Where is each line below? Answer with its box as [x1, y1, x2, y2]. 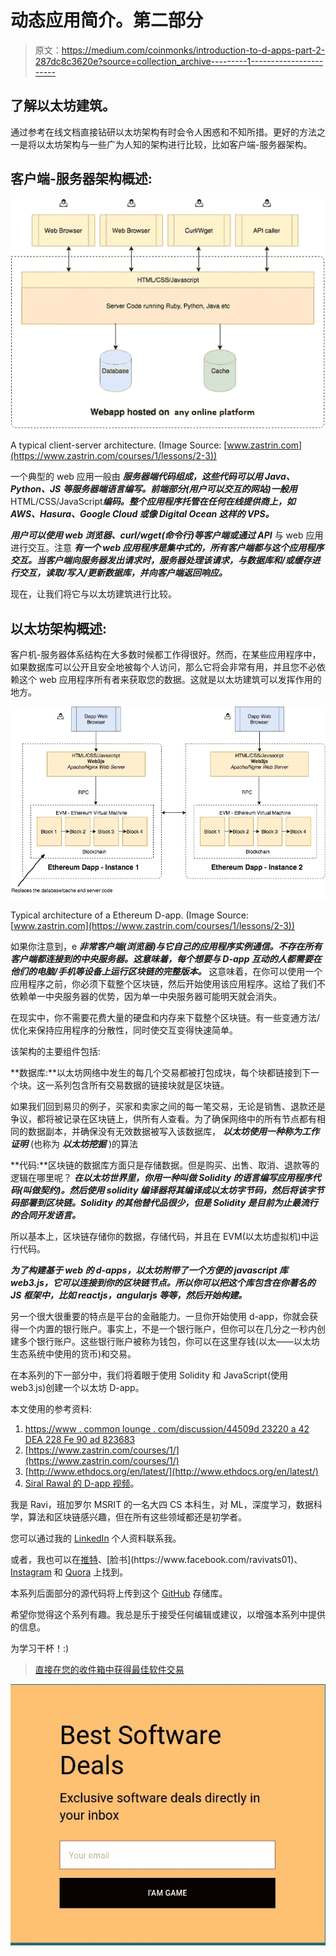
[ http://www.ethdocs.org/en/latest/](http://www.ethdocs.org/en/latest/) [24, 1465, 319, 1477]
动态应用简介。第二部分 [10, 9, 204, 32]
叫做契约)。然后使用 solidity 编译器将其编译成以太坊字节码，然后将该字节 [22, 1184, 325, 1196]
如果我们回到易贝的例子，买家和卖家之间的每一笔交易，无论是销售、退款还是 [10, 1100, 326, 1112]
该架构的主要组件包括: [10, 1045, 102, 1057]
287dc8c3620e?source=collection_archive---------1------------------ [34, 55, 324, 67]
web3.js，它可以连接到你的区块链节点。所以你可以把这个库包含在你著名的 [10, 1276, 316, 1288]
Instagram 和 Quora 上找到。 [10, 1566, 129, 1578]
